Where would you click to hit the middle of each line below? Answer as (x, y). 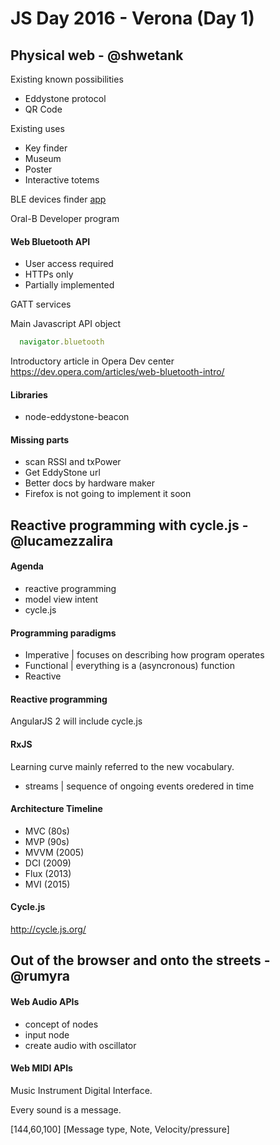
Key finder (46, 148)
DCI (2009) (48, 863)
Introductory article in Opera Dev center (92, 361)
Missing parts (40, 439)
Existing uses (37, 128)
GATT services (41, 304)
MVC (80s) (47, 831)
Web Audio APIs (45, 1002)
